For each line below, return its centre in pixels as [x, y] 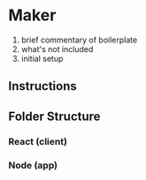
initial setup [42, 58]
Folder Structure [54, 116]
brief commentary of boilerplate [79, 40]
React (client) [38, 141]
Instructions [42, 86]
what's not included [57, 49]
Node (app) [33, 165]
